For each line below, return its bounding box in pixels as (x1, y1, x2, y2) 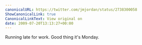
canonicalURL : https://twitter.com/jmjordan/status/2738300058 (5, 7, 138, 12)
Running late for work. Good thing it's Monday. (5, 34, 100, 40)
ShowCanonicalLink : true (5, 12, 56, 17)
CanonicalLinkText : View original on (5, 16, 83, 21)
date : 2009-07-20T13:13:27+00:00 (5, 21, 74, 26)
